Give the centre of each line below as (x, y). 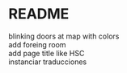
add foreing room (37, 44)
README (39, 14)
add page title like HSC (47, 53)
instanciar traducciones (48, 62)
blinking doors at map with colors (64, 36)
